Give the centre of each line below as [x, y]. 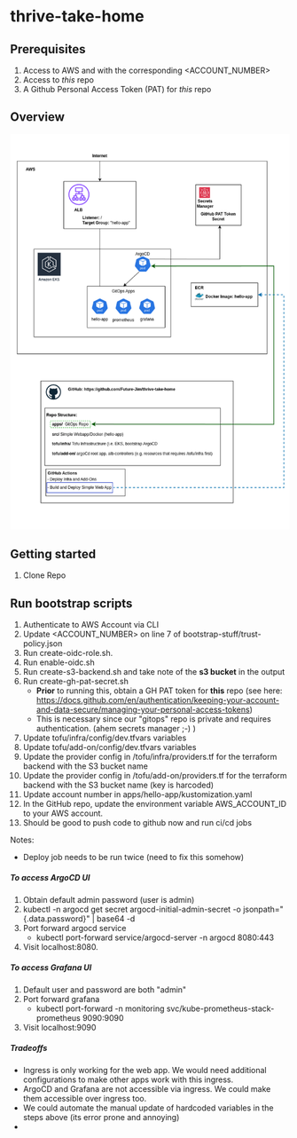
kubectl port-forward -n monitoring [100, 1008]
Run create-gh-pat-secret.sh [76, 682]
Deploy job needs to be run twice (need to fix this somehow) [133, 857]
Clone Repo [44, 575]
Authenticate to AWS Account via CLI [90, 625]
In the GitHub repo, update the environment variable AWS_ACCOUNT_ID [155, 804]
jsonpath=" [264, 909]
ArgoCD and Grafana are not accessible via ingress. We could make [147, 1089]
